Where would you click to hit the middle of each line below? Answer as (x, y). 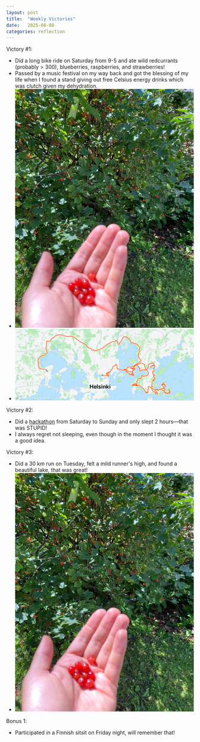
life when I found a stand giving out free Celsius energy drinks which (99, 80)
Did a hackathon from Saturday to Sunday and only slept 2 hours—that (101, 421)
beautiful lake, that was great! (51, 470)
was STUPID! (31, 428)
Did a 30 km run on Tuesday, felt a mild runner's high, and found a (96, 463)
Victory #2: (20, 410)
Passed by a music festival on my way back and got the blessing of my (101, 73)
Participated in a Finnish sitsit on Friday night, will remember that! (95, 732)
